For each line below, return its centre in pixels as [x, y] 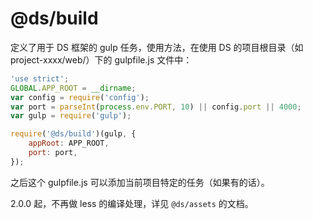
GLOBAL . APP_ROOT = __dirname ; [73, 88]
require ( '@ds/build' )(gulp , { [73, 134]
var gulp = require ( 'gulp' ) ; [71, 116]
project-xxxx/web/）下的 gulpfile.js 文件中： [101, 59]
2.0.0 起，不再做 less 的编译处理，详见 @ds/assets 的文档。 [132, 203]
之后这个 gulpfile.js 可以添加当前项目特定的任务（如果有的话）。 [140, 182]
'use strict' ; [40, 78]
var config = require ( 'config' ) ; [80, 97]
